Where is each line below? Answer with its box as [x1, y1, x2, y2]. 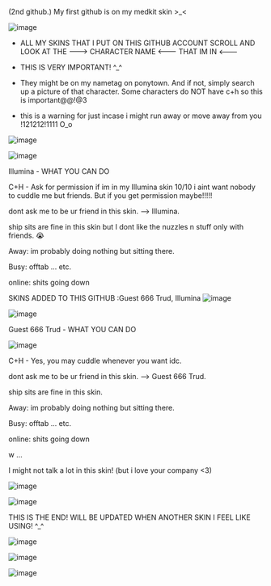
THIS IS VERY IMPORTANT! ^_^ [19, 62, 123, 72]
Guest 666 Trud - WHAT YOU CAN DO [8, 325, 137, 334]
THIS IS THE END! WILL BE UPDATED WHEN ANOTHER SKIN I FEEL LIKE [8, 512, 251, 522]
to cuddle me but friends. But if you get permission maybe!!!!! [8, 191, 213, 200]
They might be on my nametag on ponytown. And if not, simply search [19, 78, 255, 87]
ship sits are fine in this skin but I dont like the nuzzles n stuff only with [8, 222, 244, 231]
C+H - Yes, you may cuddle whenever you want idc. [8, 356, 182, 365]
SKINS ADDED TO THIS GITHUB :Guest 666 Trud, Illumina [8, 293, 201, 302]
